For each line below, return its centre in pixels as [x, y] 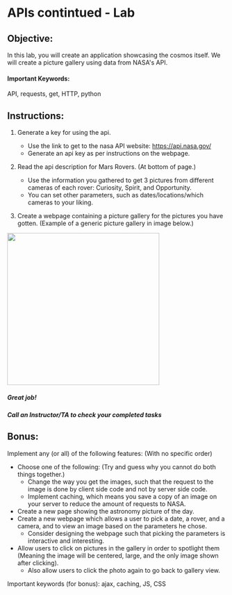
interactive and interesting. [66, 541]
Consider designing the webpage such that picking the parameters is [126, 533]
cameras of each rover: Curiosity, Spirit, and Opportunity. [110, 188]
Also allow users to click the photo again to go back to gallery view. [124, 570]
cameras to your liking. [60, 202]
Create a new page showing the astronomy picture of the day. [106, 511]
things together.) [41, 474]
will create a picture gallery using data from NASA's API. [88, 63]
